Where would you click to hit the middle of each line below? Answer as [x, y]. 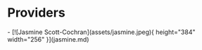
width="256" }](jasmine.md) [48, 39]
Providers [36, 13]
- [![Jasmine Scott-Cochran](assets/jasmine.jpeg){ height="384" [101, 32]
